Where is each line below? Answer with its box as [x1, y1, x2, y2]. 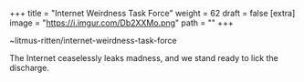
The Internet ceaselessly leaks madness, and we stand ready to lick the [9, 53, 278, 63]
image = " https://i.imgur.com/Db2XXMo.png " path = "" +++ [9, 17, 235, 28]
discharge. [9, 63, 50, 73]
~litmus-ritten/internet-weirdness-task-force [9, 36, 178, 46]
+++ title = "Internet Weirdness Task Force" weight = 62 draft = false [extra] [9, 8, 296, 18]
